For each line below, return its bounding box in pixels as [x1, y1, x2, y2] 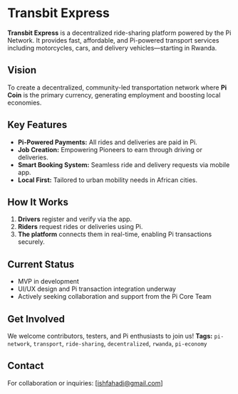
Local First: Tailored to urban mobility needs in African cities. [17, 176, 198, 184]
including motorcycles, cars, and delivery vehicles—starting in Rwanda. [7, 43, 217, 52]
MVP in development [17, 277, 80, 286]
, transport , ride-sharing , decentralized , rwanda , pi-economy [29, 339, 208, 348]
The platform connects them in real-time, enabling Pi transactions [17, 230, 212, 239]
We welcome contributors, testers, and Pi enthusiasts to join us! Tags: [7, 332, 213, 340]
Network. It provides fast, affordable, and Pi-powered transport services [7, 36, 219, 44]
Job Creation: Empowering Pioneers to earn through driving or [17, 145, 203, 154]
